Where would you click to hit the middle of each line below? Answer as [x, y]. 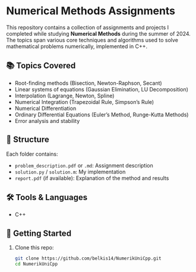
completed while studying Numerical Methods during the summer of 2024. [99, 33]
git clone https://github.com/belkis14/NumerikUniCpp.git [88, 259]
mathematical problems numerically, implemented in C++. [77, 46]
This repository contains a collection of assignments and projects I [88, 27]
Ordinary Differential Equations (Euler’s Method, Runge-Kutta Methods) [102, 115]
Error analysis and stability [47, 121]
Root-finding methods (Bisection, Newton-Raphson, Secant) [88, 83]
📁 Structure [28, 140]
